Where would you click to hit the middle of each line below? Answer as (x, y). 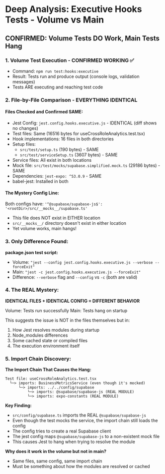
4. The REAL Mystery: (32, 290)
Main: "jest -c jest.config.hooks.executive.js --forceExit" (77, 272)
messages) (24, 81)
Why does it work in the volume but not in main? (56, 452)
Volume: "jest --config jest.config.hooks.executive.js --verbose (82, 262)
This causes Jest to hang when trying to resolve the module (74, 442)
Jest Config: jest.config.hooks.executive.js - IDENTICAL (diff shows (84, 123)
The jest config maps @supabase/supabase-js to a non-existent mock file (86, 437)
